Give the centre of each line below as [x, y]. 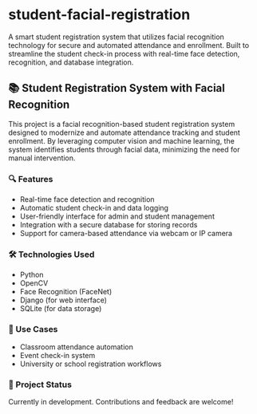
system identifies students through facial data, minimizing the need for [124, 149]
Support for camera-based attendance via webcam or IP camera [126, 234]
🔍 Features [31, 179]
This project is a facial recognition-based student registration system [122, 124]
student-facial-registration [99, 15]
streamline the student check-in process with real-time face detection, [124, 53]
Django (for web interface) [63, 300]
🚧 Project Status [40, 384]
